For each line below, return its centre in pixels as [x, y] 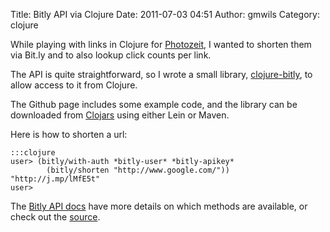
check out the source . [55, 217]
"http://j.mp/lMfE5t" [55, 179]
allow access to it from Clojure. [74, 85]
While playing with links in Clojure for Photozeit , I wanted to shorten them [161, 44]
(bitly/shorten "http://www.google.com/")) [138, 170]
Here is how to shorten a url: [69, 134]
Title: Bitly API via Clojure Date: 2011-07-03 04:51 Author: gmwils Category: [165, 14]
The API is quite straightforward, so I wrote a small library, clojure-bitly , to [161, 74]
